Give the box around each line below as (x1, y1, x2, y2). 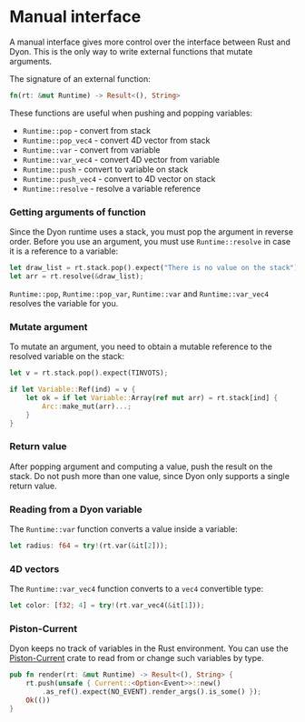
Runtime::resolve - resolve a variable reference (22, 183, 202, 194)
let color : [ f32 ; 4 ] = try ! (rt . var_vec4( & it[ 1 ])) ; (9, 601, 205, 610)
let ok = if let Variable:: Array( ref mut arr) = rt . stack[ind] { (25, 393, 279, 402)
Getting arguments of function (9, 206, 147, 218)
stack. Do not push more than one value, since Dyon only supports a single (9, 470, 290, 481)
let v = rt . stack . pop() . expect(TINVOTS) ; (9, 368, 169, 378)
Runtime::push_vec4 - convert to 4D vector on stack (22, 173, 216, 184)
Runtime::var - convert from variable (22, 144, 161, 155)
